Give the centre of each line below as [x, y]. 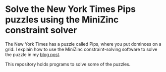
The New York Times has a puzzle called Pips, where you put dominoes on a [83, 44]
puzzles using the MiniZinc [62, 20]
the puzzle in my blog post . [33, 54]
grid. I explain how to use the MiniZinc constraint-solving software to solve [81, 49]
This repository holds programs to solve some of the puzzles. [68, 64]
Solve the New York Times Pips [71, 9]
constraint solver [41, 30]
